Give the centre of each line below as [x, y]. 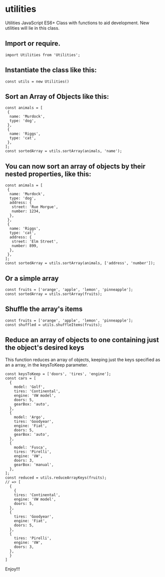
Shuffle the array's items [44, 309]
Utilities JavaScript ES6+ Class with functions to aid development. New [77, 23]
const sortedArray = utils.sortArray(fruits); [54, 294]
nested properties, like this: [48, 174]
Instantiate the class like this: [51, 70]
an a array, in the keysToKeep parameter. [47, 365]
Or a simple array [32, 278]
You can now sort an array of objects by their [75, 166]
